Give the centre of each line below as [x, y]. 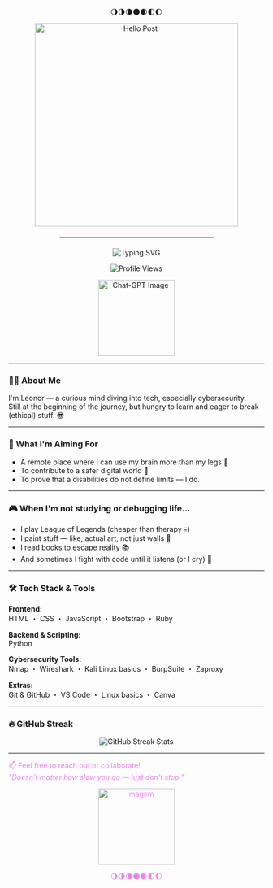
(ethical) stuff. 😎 [37, 416]
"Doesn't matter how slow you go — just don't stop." [96, 777]
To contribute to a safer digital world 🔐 [84, 470]
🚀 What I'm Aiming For [54, 444]
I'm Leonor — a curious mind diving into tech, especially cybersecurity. [127, 398]
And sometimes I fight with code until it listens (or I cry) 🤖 [116, 559]
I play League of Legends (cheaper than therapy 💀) [105, 529]
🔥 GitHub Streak [41, 725]
